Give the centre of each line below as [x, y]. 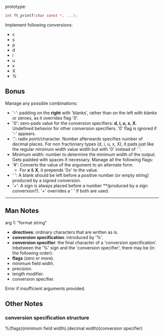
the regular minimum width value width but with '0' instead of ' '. [77, 149]
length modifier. [28, 274]
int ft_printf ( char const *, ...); [41, 16]
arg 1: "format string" [26, 222]
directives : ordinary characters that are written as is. [65, 232]
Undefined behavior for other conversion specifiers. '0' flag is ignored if [84, 128]
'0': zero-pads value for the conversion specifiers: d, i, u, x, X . [74, 123]
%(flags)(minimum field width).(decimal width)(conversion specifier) [74, 328]
